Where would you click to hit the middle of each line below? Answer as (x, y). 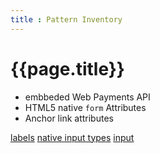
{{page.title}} (67, 68)
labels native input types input (72, 137)
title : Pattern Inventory (66, 19)
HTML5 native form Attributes (85, 107)
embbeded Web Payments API (87, 97)
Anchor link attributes (69, 118)
